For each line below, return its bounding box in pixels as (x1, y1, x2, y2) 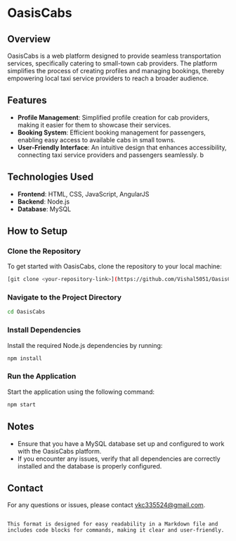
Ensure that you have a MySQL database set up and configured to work (17, 439, 225, 448)
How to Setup (7, 225, 68, 237)
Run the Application (7, 371, 77, 381)
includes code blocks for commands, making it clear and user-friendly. (7, 527, 225, 534)
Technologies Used (7, 171, 93, 183)
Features (7, 94, 47, 106)
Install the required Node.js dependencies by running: (7, 341, 163, 349)
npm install (7, 354, 42, 362)
